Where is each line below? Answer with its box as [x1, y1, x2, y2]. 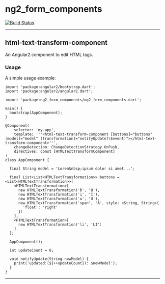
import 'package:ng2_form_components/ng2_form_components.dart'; [5, 97, 141, 103]
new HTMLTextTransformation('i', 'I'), [18, 192, 100, 197]
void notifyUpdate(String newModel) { [9, 256, 89, 261]
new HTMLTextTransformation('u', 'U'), [18, 197, 100, 201]
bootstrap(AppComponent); [9, 111, 63, 115]
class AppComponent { [5, 158, 50, 163]
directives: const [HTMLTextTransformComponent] [14, 149, 115, 154]
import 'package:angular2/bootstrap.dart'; [5, 85, 96, 89]
